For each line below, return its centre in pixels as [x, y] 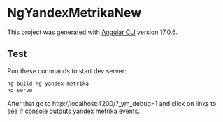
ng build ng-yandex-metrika [48, 84]
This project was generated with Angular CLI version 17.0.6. [93, 32]
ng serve [20, 90]
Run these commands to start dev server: [67, 70]
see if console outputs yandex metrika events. [73, 111]
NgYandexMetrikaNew [74, 13]
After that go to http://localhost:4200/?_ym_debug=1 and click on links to [112, 103]
